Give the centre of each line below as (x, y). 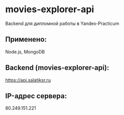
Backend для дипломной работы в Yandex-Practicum (62, 23)
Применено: (26, 39)
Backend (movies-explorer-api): (57, 68)
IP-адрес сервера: (36, 96)
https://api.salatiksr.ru (28, 80)
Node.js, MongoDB (25, 51)
